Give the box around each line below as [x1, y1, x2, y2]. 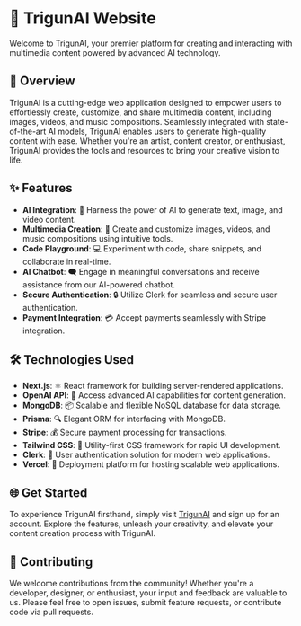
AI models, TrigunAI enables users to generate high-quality [48, 126, 267, 137]
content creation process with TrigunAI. [9, 528, 155, 539]
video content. [22, 214, 76, 225]
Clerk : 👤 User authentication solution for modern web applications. [22, 449, 270, 461]
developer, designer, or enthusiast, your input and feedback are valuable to [9, 587, 288, 598]
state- [266, 116, 289, 127]
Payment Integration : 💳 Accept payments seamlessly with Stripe [22, 312, 267, 322]
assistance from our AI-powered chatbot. [22, 278, 175, 290]
